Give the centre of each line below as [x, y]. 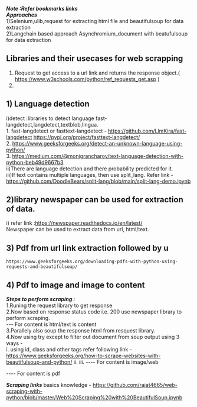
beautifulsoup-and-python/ [39, 362]
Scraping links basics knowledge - [49, 385]
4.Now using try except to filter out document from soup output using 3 [93, 337]
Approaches [22, 15]
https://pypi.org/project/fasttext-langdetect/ [87, 137]
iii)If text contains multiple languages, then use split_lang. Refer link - [90, 175]
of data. [21, 209]
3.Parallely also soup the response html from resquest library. [81, 331]
